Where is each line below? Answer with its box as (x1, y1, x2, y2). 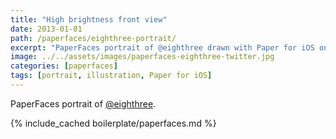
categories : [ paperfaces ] (10, 61, 118, 71)
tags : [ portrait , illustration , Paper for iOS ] (10, 71, 213, 81)
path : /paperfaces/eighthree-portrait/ (10, 33, 177, 43)
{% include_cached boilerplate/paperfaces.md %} (10, 117, 217, 129)
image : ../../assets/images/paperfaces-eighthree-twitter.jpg (10, 52, 275, 62)
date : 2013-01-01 (10, 24, 83, 34)
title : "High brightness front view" (10, 14, 168, 25)
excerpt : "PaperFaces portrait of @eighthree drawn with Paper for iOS (10, 42, 315, 53)
